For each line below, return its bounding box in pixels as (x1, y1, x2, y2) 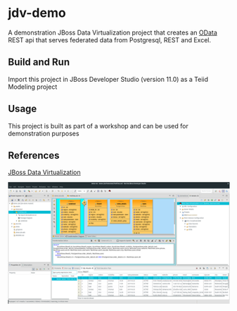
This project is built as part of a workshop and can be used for (8, 121, 188, 130)
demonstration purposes (8, 129, 79, 138)
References (8, 150, 60, 161)
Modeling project (8, 83, 58, 91)
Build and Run (8, 56, 70, 68)
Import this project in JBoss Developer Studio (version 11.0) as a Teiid (8, 75, 209, 83)
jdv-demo (8, 5, 66, 21)
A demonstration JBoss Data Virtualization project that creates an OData (8, 28, 217, 37)
